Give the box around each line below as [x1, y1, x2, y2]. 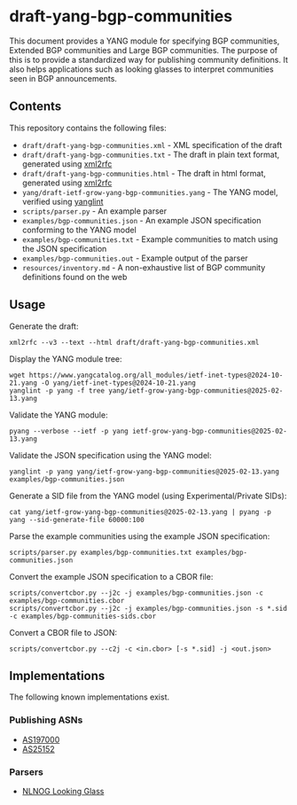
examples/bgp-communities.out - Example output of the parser [21, 253, 248, 263]
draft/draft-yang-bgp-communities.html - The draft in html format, [21, 168, 266, 178]
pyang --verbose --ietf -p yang [9, 426, 129, 435]
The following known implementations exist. [9, 692, 170, 702]
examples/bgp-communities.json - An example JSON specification [21, 215, 262, 225]
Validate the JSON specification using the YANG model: [9, 449, 213, 460]
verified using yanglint [21, 196, 104, 207]
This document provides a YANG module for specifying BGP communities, [9, 35, 280, 46]
